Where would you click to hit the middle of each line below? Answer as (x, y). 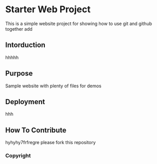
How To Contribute (36, 130)
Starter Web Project (48, 9)
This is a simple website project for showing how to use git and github (78, 24)
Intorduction (25, 45)
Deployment (25, 101)
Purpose (19, 73)
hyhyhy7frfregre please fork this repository (50, 143)
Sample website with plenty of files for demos (54, 86)
